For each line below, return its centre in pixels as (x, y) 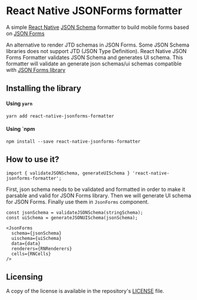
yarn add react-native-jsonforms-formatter (60, 116)
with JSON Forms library (36, 70)
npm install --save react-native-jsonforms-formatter (74, 141)
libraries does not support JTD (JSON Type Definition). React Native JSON (96, 51)
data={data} (26, 243)
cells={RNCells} (31, 254)
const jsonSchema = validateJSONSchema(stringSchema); (75, 212)
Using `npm (21, 129)
